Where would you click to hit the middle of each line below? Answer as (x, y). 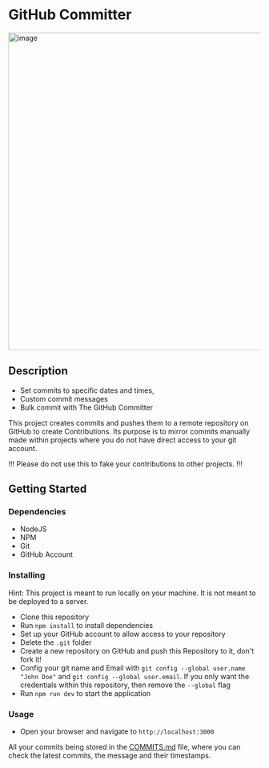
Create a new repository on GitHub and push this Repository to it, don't (137, 650)
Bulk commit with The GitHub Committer (86, 407)
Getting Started (48, 489)
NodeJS (33, 529)
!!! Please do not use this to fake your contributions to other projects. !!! (125, 464)
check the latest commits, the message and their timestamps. (110, 756)
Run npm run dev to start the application (85, 693)
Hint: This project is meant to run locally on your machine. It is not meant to (132, 593)
